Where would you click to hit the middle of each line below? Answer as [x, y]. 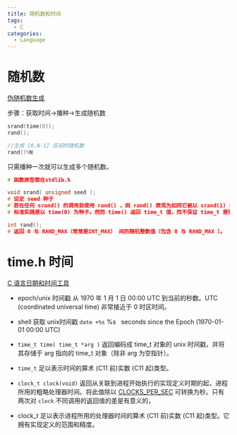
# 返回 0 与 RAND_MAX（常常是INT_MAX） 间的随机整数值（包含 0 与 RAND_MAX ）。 [116, 231]
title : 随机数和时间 [34, 14]
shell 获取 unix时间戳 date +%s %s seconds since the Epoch [106, 321]
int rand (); [25, 225]
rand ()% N [20, 152]
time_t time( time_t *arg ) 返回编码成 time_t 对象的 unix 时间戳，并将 [121, 344]
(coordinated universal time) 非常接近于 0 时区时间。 [94, 307]
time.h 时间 [41, 262]
